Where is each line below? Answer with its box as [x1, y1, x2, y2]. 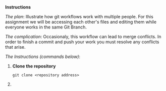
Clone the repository [12, 63, 56, 69]
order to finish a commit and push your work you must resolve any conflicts [5, 39, 160, 45]
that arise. [5, 44, 26, 50]
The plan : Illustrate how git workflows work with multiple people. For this [5, 14, 154, 19]
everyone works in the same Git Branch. [5, 24, 87, 30]
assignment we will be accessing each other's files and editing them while [5, 19, 157, 25]
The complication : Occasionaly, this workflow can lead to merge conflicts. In [5, 34, 162, 39]
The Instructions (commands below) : [5, 54, 81, 60]
